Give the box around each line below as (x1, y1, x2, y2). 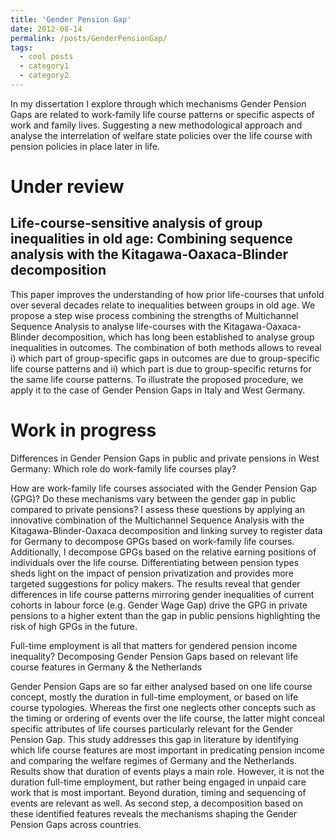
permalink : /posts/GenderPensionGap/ (10, 33, 168, 43)
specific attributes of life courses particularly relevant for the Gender (10, 722, 294, 735)
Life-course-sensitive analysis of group (10, 215, 263, 232)
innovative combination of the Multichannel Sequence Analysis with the (10, 514, 305, 526)
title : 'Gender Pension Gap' (10, 14, 132, 25)
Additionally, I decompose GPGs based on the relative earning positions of (10, 546, 317, 558)
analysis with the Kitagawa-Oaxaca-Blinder (10, 246, 288, 263)
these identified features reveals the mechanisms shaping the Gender (10, 807, 298, 820)
